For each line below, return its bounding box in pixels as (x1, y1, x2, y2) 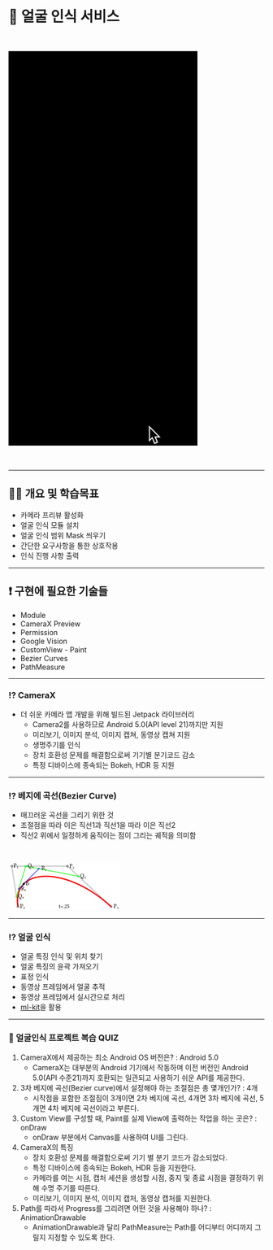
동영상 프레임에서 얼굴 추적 (19, 982, 106, 992)
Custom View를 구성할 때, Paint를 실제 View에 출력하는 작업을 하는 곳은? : (19, 1113, 258, 1123)
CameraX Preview (19, 619, 81, 629)
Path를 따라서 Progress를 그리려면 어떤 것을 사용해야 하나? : (19, 1203, 212, 1213)
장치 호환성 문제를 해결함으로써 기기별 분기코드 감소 (32, 750, 196, 760)
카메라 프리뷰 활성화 (19, 510, 84, 520)
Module (19, 610, 46, 620)
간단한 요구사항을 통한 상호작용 (19, 540, 119, 550)
